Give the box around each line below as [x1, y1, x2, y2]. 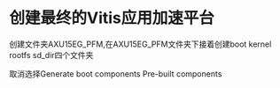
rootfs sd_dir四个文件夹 [9, 49, 94, 60]
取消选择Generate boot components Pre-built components [9, 68, 222, 79]
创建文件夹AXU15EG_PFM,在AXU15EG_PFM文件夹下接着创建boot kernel [9, 39, 272, 49]
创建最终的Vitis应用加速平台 [9, 8, 215, 28]
